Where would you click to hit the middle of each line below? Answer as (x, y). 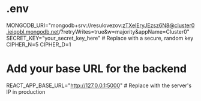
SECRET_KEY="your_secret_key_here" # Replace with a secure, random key (100, 38)
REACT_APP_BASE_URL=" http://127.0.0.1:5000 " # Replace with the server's (99, 85)
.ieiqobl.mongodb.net (33, 31)
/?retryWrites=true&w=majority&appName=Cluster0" (124, 31)
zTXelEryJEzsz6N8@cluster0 (158, 25)
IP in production (26, 91)
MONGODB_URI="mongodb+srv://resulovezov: (64, 25)
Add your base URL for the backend (97, 69)
